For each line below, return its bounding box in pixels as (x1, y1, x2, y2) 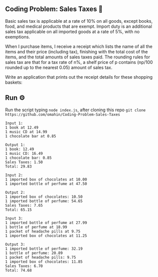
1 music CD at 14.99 (5, 129, 48, 134)
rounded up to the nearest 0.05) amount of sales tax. (5, 64, 113, 70)
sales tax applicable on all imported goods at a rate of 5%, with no (5, 28, 140, 35)
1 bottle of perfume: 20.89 (5, 250, 63, 255)
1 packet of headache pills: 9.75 (5, 255, 77, 260)
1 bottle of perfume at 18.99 (5, 225, 68, 230)
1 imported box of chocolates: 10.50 (5, 194, 83, 199)
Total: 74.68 (5, 268, 32, 273)
